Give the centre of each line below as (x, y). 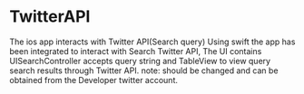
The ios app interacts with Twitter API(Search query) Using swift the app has (152, 42)
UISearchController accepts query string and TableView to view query (140, 61)
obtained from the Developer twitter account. (94, 80)
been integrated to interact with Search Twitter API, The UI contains (136, 51)
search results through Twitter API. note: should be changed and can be (144, 70)
